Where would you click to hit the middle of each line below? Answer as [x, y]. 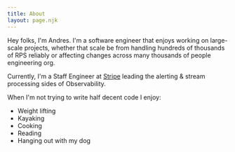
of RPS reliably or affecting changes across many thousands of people [109, 55]
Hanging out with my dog [54, 140]
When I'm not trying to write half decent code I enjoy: [84, 97]
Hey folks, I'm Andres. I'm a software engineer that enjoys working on [108, 40]
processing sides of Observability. [57, 83]
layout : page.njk [33, 20]
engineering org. [31, 62]
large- [219, 40]
